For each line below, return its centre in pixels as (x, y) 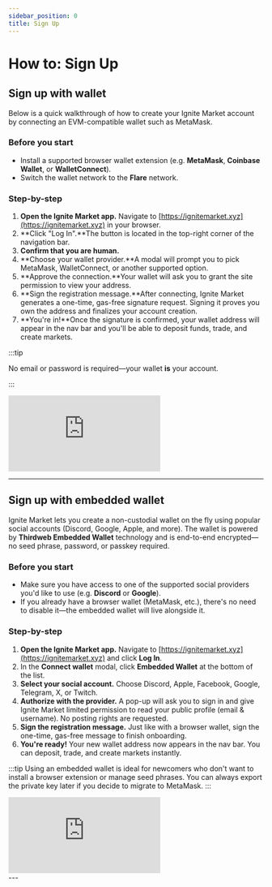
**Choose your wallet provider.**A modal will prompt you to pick (130, 260)
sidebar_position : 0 (43, 16)
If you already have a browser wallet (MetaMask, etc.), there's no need (138, 602)
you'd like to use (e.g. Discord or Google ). (91, 593)
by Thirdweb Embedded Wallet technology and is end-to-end (112, 537)
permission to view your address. (76, 286)
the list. (32, 675)
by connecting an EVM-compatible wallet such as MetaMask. (110, 122)
